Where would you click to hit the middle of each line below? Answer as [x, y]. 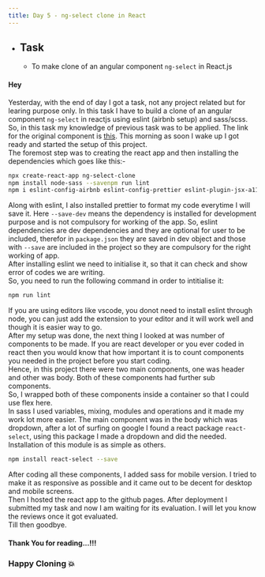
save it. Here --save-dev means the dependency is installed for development [132, 213]
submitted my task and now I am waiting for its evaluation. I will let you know [132, 508]
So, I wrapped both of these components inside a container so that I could [129, 394]
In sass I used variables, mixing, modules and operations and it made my [126, 411]
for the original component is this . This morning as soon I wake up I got [123, 136]
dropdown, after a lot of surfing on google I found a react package [116, 428]
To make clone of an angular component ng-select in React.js [132, 66]
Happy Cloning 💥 [42, 564]
